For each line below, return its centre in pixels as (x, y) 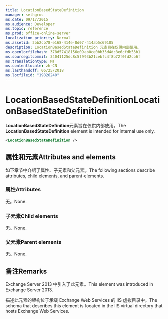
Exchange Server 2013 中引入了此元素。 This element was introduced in (79, 284)
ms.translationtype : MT (30, 61)
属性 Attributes (23, 190)
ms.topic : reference (27, 29)
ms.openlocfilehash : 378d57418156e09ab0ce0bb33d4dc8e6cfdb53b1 (73, 52)
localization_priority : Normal (38, 38)
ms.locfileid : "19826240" (32, 75)
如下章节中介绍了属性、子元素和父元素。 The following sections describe (80, 170)
